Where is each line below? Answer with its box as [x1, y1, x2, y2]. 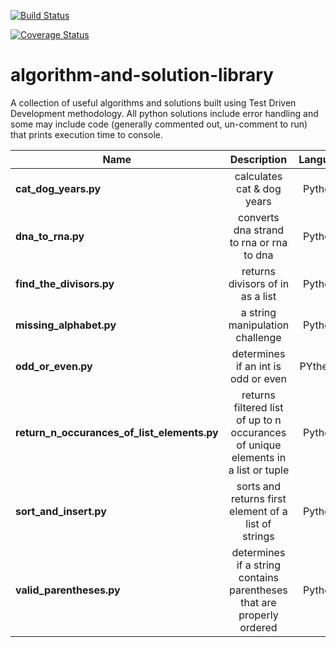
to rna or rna [229, 235, 288, 249]
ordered [239, 620, 278, 634]
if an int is [235, 359, 282, 373]
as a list [240, 289, 277, 303]
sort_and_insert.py [15, 504, 107, 518]
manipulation [228, 318, 290, 332]
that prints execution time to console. [10, 128, 163, 140]
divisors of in [228, 276, 290, 290]
